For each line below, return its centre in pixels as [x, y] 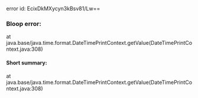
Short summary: [27, 63]
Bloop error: [24, 24]
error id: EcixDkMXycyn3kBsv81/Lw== [53, 9]
